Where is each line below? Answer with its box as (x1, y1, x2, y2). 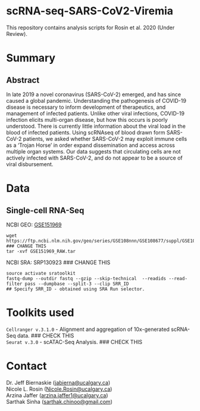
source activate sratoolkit (6, 270, 76, 276)
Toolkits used (6, 306, 74, 320)
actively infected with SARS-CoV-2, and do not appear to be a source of (6, 154, 183, 161)
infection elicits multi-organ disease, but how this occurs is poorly (6, 116, 168, 123)
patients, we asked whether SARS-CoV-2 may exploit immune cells (23, 135, 187, 142)
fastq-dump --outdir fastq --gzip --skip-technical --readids (6, 275, 167, 281)
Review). (6, 30, 28, 37)
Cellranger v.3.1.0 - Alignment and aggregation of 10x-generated (6, 326, 170, 333)
